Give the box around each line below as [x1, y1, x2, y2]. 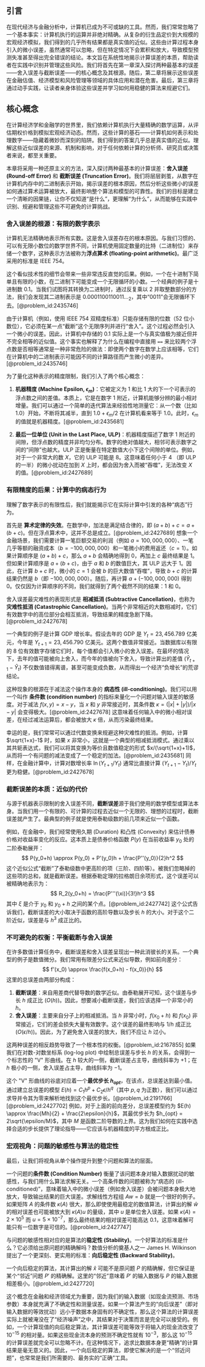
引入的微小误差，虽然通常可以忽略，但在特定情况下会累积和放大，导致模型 [6, 46, 193, 53]
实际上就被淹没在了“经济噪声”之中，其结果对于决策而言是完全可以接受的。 [6, 1316, 193, 1323]
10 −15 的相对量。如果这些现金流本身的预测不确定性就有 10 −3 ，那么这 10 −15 [6, 1330, 192, 1339]
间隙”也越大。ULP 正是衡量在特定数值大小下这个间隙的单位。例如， [28, 446, 198, 453]
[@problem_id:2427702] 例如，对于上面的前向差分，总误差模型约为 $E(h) [6, 1102, 191, 1110]
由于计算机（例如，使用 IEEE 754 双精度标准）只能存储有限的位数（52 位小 [6, 315, 195, 322]
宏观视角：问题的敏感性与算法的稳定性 [6, 1142, 119, 1150]
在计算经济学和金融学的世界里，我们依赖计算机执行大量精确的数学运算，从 [6, 121, 193, 128]
